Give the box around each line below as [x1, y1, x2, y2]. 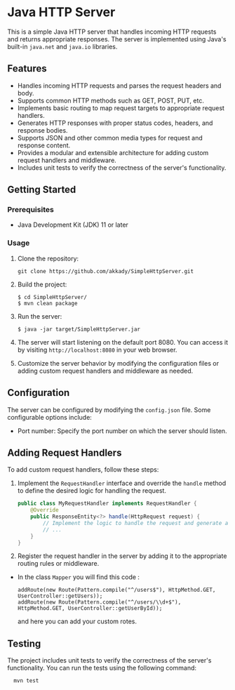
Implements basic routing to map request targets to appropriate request [17, 103, 224, 112]
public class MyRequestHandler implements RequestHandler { [17, 500, 197, 507]
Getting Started [7, 184, 76, 196]
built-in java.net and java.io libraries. [7, 42, 118, 51]
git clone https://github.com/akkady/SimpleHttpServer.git [17, 267, 194, 274]
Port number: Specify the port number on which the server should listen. [17, 426, 227, 435]
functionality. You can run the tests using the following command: [7, 664, 197, 672]
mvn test [13, 677, 39, 684]
